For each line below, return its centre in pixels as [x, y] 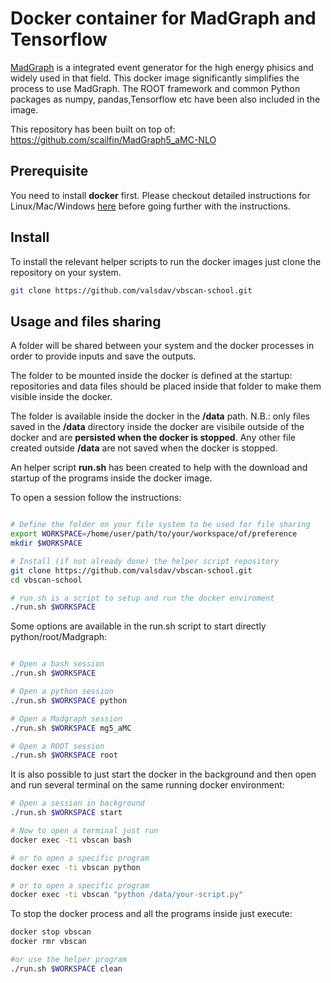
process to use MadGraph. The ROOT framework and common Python [155, 88]
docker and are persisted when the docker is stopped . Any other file [153, 438]
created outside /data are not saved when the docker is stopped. [144, 448]
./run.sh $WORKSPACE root [64, 755]
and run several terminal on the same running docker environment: [147, 785]
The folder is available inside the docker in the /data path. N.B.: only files [160, 416]
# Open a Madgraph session [66, 718]
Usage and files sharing [86, 321]
